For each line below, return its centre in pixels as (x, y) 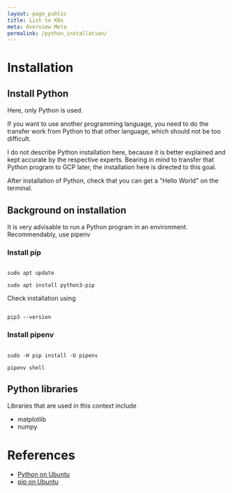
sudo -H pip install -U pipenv (53, 355)
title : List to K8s (36, 20)
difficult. (19, 139)
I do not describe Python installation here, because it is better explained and (116, 152)
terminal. (20, 188)
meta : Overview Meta (37, 27)
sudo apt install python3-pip (51, 285)
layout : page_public (37, 14)
